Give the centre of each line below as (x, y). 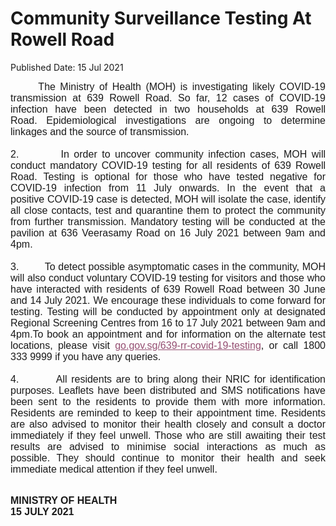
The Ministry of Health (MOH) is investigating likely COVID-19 (182, 86)
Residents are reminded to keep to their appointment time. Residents (168, 413)
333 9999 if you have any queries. (86, 356)
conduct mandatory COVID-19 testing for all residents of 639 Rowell (168, 165)
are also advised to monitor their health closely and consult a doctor (168, 424)
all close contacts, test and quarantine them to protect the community (168, 210)
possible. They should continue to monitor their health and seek (168, 458)
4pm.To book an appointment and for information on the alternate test (168, 334)
